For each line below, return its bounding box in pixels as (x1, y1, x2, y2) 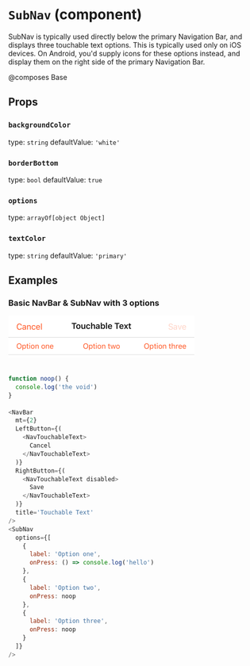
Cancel (29, 442, 52, 450)
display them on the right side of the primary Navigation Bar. (8, 57, 206, 67)
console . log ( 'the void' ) (15, 383, 98, 391)
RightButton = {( (15, 466, 66, 475)
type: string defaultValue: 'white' (8, 137, 121, 147)
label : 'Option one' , (29, 550, 102, 558)
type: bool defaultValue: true (8, 174, 103, 184)
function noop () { (8, 375, 69, 383)
